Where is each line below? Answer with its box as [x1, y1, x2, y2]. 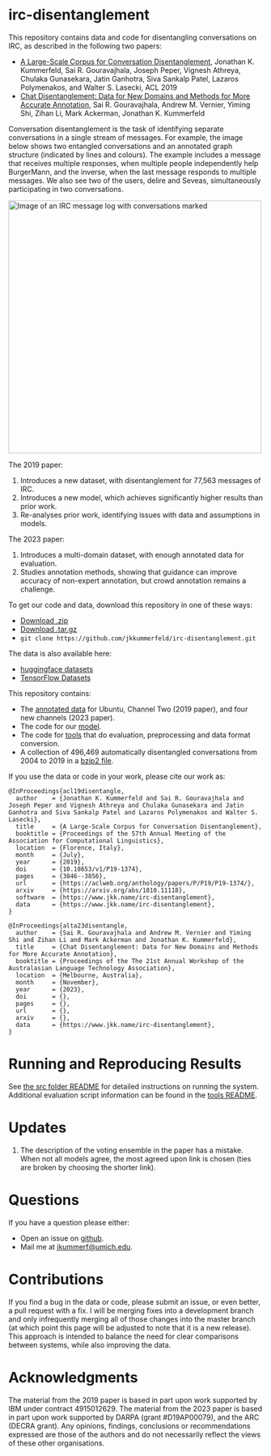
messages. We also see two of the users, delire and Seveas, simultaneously [8, 176, 261, 185]
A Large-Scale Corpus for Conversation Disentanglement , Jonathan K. [19, 57, 255, 66]
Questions [8, 1191, 79, 1209]
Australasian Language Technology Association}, [8, 964, 176, 972]
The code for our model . [19, 721, 102, 731]
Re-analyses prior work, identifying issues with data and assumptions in [19, 510, 260, 520]
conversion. [19, 738, 60, 748]
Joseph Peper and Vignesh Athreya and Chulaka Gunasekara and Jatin [8, 801, 244, 809]
